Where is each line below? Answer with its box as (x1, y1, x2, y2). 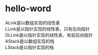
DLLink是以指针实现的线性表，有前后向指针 (5, 32, 93, 38)
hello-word (5, 3, 51, 14)
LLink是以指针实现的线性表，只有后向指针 (5, 26, 90, 32)
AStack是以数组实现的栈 (5, 38, 54, 44)
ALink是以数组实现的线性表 (5, 20, 60, 26)
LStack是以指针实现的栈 (5, 44, 54, 50)
